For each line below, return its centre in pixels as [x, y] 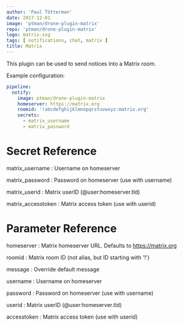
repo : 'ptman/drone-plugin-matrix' [52, 29]
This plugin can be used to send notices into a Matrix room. [81, 63]
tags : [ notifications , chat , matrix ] [57, 40]
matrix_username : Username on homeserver [63, 168]
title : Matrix [24, 47]
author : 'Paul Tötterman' [39, 12]
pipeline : [19, 86]
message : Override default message [53, 269]
